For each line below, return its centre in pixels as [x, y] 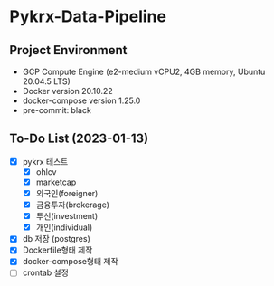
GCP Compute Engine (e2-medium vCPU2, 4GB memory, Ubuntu [144, 71]
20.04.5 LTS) [46, 81]
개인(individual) [64, 227]
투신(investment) [67, 216]
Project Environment [68, 50]
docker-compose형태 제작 [71, 262]
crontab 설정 [46, 272]
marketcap [56, 182]
